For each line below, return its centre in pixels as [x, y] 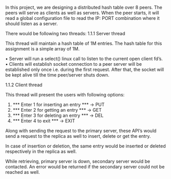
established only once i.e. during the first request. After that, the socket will [85, 69]
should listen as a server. [31, 23]
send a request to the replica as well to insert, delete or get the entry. [78, 136]
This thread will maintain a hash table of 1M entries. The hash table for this [84, 43]
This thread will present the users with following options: [65, 95]
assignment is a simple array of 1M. [42, 49]
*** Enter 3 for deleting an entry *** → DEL [58, 115]
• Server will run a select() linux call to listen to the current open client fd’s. [84, 59]
